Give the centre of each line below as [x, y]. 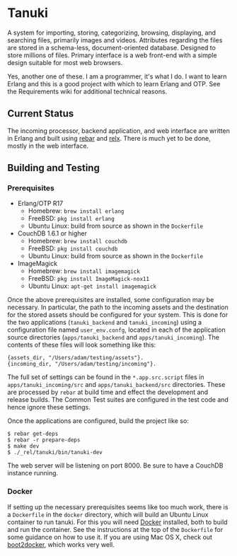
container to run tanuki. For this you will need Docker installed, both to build [117, 522]
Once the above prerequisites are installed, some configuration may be [111, 300]
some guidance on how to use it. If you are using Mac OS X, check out [110, 537]
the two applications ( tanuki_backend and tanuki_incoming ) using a [105, 323]
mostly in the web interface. [48, 146]
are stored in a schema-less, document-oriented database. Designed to [111, 47]
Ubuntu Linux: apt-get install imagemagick [92, 286]
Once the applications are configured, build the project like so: [98, 421]
